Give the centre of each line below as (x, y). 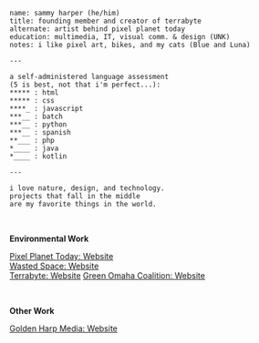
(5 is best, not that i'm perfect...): (85, 85)
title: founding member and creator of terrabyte (106, 21)
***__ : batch (36, 116)
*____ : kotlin (38, 156)
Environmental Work (49, 238)
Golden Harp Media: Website (64, 328)
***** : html (34, 93)
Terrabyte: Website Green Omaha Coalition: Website (107, 276)
